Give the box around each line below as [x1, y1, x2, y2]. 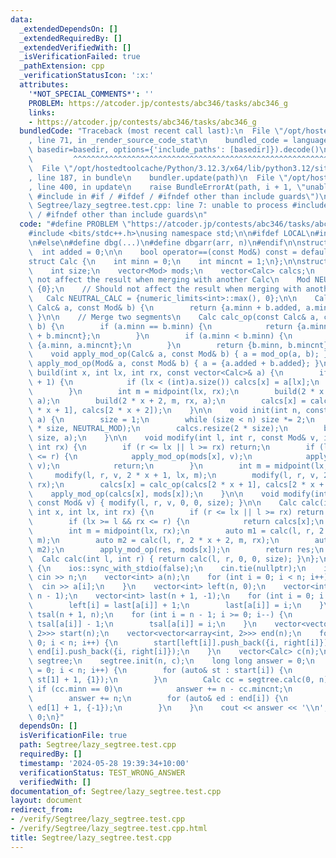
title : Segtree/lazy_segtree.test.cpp [10, 832, 172, 843]
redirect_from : [10, 805, 74, 815]
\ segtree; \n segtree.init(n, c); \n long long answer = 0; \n [28, 656, 315, 666]
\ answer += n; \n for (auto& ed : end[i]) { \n [28, 693, 288, 703]
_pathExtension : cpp [19, 61, 105, 71]
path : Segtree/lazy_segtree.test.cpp [19, 740, 177, 750]
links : [28, 107, 56, 118]
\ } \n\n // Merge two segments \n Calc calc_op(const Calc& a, [28, 312, 320, 322]
